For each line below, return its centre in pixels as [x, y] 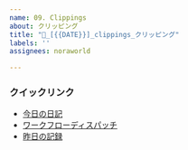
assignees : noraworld [50, 52]
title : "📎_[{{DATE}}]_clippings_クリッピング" [94, 34]
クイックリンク [42, 93]
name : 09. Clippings [48, 18]
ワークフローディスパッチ [70, 125]
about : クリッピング [44, 26]
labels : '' [30, 43]
